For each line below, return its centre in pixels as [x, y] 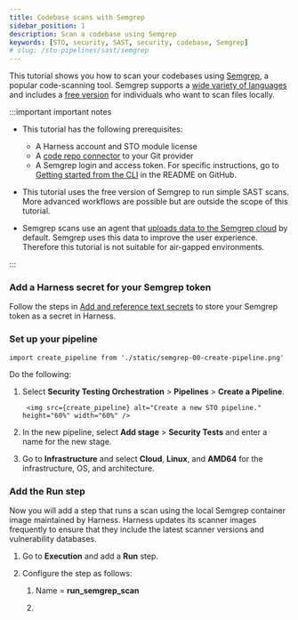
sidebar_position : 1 [48, 26]
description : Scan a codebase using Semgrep [93, 34]
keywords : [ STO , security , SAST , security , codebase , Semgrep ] [129, 42]
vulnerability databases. [53, 539]
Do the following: [40, 374]
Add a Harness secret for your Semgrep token [110, 287]
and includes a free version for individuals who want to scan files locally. [142, 95]
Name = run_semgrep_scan [87, 591]
